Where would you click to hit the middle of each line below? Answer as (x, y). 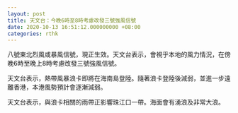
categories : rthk (33, 34)
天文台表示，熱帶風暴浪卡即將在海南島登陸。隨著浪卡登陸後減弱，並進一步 (116, 78)
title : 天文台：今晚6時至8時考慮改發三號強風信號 (72, 20)
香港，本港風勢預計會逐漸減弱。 (60, 87)
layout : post (27, 14)
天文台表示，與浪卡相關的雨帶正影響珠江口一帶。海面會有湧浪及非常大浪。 (116, 102)
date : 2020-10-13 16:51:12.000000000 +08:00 (74, 27)
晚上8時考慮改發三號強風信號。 (75, 64)
